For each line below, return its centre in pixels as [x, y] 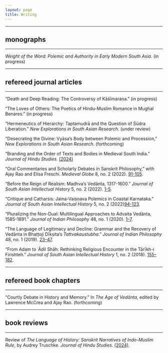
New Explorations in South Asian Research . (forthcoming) [64, 144]
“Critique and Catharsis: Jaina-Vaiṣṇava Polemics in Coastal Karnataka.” [79, 199]
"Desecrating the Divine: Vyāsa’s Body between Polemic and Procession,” [81, 139]
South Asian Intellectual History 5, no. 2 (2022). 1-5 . [59, 189]
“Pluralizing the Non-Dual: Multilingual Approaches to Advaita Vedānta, [78, 214]
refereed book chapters [43, 281]
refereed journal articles [44, 82]
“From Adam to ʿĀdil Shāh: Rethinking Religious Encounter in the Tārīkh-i [80, 249]
